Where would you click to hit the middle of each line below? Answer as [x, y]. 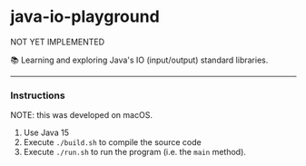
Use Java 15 [46, 132]
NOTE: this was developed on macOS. [82, 115]
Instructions [38, 95]
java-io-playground [85, 17]
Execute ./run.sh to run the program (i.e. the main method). [134, 152]
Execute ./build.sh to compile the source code [113, 142]
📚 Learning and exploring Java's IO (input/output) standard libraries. [139, 60]
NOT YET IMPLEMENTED [58, 42]
